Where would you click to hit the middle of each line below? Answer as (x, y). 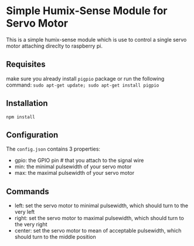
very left (25, 212)
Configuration (32, 134)
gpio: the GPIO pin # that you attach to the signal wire (79, 161)
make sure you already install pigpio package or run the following (85, 78)
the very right (31, 224)
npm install (21, 117)
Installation (27, 103)
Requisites (26, 64)
